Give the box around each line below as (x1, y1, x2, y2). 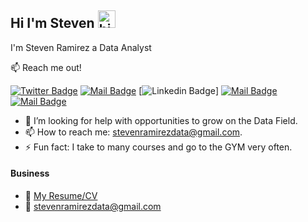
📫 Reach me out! (10, 61, 82, 73)
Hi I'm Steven (10, 15, 95, 32)
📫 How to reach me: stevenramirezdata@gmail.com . (24, 126, 243, 138)
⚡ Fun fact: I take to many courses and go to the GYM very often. (24, 141, 293, 153)
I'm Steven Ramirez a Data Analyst (10, 41, 152, 53)
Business (10, 167, 50, 180)
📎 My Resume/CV (24, 190, 98, 202)
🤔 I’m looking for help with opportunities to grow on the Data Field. (24, 114, 298, 126)
